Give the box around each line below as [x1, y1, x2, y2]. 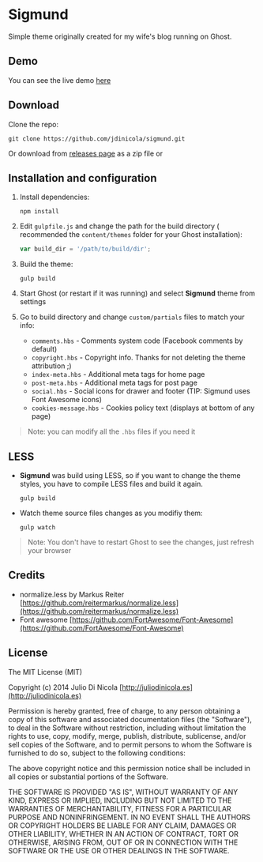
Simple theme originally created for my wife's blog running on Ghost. [8, 32, 232, 41]
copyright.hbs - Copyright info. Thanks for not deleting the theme [31, 353, 246, 363]
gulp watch [19, 524, 56, 532]
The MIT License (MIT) [8, 667, 83, 676]
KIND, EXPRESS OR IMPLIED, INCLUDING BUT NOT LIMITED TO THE [8, 796, 232, 805]
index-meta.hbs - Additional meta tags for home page [31, 370, 205, 379]
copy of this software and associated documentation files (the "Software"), [8, 714, 253, 724]
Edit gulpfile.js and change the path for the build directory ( [19, 221, 220, 231]
